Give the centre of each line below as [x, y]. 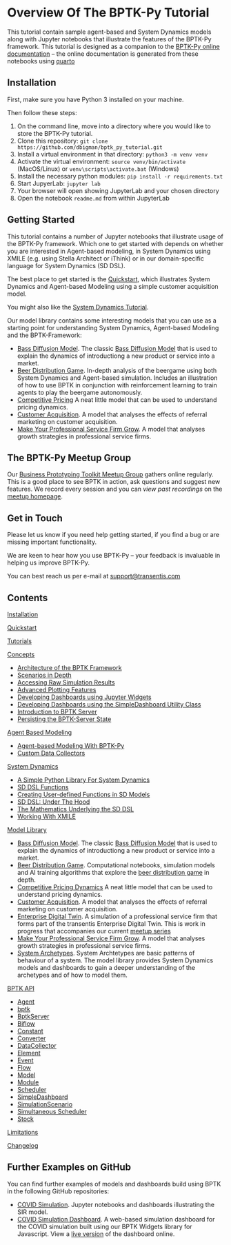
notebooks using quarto [41, 61]
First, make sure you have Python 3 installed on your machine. [96, 99]
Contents [28, 598]
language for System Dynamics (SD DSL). [66, 265]
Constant [30, 1031]
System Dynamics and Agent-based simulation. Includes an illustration [117, 378]
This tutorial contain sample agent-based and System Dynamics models [109, 32]
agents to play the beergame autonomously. [80, 392]
